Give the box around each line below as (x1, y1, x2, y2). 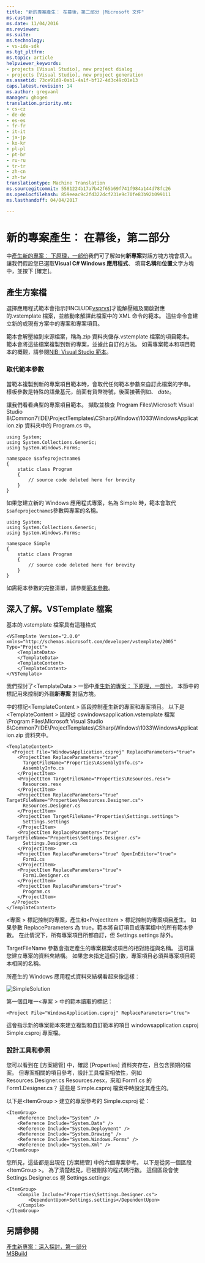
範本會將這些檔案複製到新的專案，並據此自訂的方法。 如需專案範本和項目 (6, 341, 190, 348)
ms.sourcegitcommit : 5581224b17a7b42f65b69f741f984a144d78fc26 (6, 186, 171, 192)
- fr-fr (6, 123, 26, 129)
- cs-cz (6, 105, 26, 112)
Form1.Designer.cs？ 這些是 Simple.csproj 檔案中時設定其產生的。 (6, 1084, 173, 1091)
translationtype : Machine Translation (6, 180, 105, 186)
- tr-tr (6, 163, 26, 169)
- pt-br (6, 151, 26, 158)
